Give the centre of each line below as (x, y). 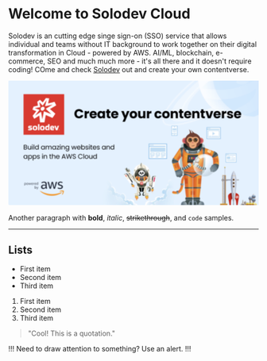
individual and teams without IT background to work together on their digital (132, 44)
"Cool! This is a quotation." (72, 333)
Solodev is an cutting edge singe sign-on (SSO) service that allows (118, 36)
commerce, (27, 61)
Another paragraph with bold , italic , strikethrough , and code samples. (121, 217)
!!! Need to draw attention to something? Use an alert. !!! (100, 349)
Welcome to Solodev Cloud (99, 14)
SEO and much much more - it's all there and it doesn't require (149, 61)
